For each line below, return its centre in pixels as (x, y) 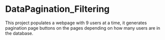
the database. (19, 33)
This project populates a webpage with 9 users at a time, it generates (76, 23)
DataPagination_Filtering (57, 9)
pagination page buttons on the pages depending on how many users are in (83, 28)
